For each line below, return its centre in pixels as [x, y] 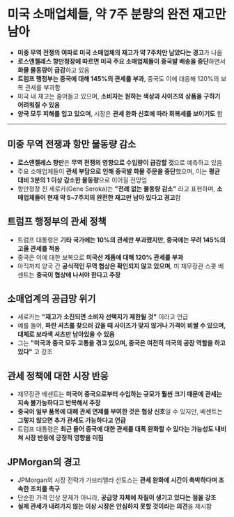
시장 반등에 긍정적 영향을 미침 [64, 438]
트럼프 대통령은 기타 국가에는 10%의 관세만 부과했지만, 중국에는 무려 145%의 [121, 240]
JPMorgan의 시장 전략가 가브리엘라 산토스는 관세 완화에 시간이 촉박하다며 [117, 480]
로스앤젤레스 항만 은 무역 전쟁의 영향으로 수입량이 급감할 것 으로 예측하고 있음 [120, 162]
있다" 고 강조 [35, 352]
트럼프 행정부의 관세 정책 [57, 222]
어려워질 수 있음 [39, 105]
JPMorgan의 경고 [44, 462]
